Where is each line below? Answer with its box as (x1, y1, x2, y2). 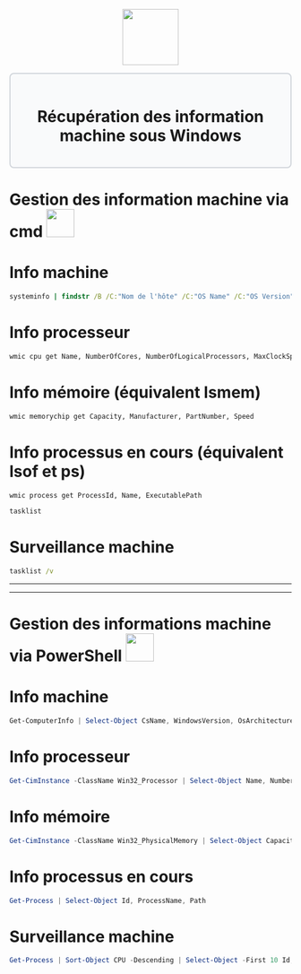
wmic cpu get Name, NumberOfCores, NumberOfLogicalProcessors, (9, 352, 251, 361)
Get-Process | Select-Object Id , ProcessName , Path (9, 896, 206, 905)
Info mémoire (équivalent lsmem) (9, 382, 262, 403)
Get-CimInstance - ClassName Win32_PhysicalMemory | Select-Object (9, 836, 262, 845)
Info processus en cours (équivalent (9, 442, 284, 462)
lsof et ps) (9, 461, 86, 482)
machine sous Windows (59, 126, 242, 146)
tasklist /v (9, 567, 54, 576)
